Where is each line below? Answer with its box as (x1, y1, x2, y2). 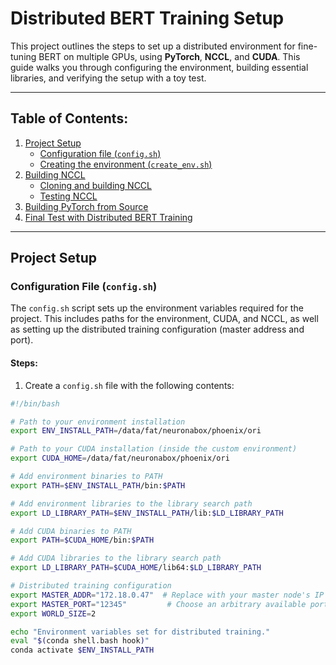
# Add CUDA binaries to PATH (10, 526, 132, 536)
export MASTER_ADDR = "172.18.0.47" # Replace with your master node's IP (10, 590, 325, 600)
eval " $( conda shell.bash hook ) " (10, 636, 150, 646)
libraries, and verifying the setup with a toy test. (10, 72, 207, 84)
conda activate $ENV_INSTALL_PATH (10, 645, 155, 656)
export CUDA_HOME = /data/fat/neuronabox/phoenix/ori (10, 453, 230, 464)
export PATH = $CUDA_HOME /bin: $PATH (10, 535, 155, 546)
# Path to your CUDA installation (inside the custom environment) (10, 444, 298, 454)
